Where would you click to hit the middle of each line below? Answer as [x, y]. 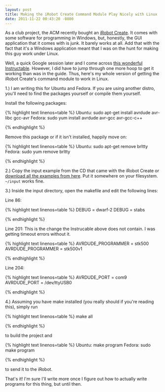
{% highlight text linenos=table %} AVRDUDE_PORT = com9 [66, 277]
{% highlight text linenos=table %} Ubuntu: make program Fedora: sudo [78, 345]
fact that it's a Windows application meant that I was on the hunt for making [82, 48]
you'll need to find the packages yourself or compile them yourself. [73, 93]
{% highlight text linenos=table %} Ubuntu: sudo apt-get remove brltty [77, 147]
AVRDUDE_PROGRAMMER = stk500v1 [44, 249]
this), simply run [21, 307]
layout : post [18, 10]
